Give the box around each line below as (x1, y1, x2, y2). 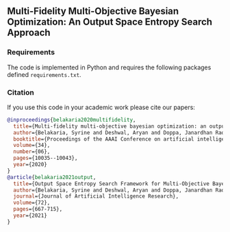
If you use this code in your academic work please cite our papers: (7, 103, 195, 111)
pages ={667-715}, (13, 206, 63, 213)
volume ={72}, (13, 199, 51, 207)
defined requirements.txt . (7, 70, 81, 78)
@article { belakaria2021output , (7, 174, 97, 181)
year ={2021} (13, 212, 48, 219)
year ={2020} (13, 161, 48, 168)
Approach (7, 27, 51, 38)
